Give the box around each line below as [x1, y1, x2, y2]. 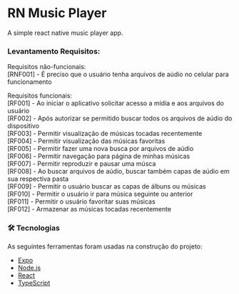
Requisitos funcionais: [7, 91, 73, 100]
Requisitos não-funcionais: [7, 63, 86, 71]
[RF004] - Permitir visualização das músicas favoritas [7, 137, 166, 145]
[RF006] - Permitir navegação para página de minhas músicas [7, 152, 190, 161]
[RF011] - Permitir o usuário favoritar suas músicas [7, 197, 156, 206]
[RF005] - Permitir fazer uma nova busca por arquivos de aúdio [7, 145, 194, 153]
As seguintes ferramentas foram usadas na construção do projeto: [7, 242, 203, 251]
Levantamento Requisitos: [7, 46, 101, 56]
